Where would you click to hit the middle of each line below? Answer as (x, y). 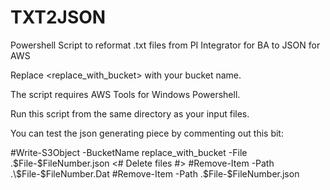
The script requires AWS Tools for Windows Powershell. (125, 94)
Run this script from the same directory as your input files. (130, 113)
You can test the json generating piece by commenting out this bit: (147, 133)
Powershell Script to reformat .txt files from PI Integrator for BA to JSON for (165, 45)
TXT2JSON (58, 17)
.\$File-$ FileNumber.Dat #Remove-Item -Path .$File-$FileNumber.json (155, 173)
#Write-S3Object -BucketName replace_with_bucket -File (129, 152)
